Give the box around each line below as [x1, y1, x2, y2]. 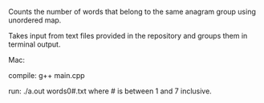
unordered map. [8, 15, 62, 25]
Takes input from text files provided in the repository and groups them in [8, 31, 248, 40]
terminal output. [8, 39, 61, 49]
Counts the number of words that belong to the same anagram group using [8, 7, 257, 16]
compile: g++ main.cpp [8, 71, 86, 80]
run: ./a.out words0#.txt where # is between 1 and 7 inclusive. [8, 86, 213, 96]
